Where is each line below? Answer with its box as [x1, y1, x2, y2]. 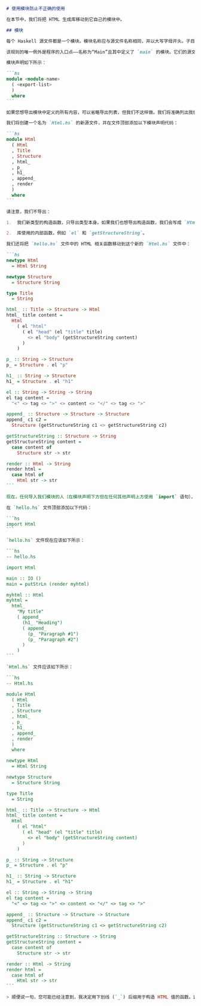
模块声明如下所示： [6, 60, 47, 66]
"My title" [17, 609, 44, 615]
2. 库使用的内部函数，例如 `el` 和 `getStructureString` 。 [6, 230, 148, 236]
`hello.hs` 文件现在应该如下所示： [6, 537, 85, 544]
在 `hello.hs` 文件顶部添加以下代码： [6, 504, 92, 511]
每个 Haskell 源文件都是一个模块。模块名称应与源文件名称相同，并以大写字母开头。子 [6, 38, 191, 44]
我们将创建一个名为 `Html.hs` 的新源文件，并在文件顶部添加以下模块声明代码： [6, 120, 178, 126]
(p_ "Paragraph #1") [28, 631, 79, 637]
